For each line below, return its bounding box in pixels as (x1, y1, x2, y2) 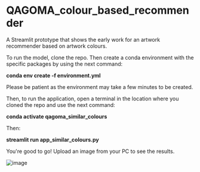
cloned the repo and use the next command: (6, 101, 115, 108)
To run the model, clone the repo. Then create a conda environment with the (6, 54, 194, 61)
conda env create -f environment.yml (6, 72, 101, 79)
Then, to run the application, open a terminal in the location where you (6, 95, 179, 102)
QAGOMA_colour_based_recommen (6, 4, 189, 17)
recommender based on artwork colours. (6, 42, 107, 50)
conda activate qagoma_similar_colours (6, 113, 107, 120)
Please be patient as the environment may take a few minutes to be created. (6, 83, 193, 90)
